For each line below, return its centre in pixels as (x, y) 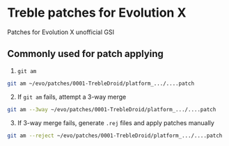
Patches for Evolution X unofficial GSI (61, 32)
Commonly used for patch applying (85, 54)
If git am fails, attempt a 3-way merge (72, 97)
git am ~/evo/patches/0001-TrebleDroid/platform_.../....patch (101, 83)
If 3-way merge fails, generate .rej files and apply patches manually (116, 122)
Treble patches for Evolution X (97, 13)
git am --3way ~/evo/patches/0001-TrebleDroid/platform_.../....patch (112, 109)
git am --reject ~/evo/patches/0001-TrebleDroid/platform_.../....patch (115, 136)
